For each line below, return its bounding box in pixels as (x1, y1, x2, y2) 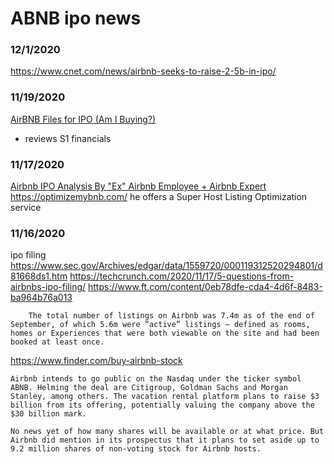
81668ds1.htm (10, 270, 68, 282)
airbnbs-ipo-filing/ (10, 281, 87, 293)
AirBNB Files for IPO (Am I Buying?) (10, 113, 157, 125)
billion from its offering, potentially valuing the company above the (10, 400, 315, 411)
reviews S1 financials (24, 132, 112, 144)
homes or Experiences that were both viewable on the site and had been (10, 328, 320, 339)
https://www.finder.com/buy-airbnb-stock (10, 355, 183, 367)
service (10, 202, 42, 214)
